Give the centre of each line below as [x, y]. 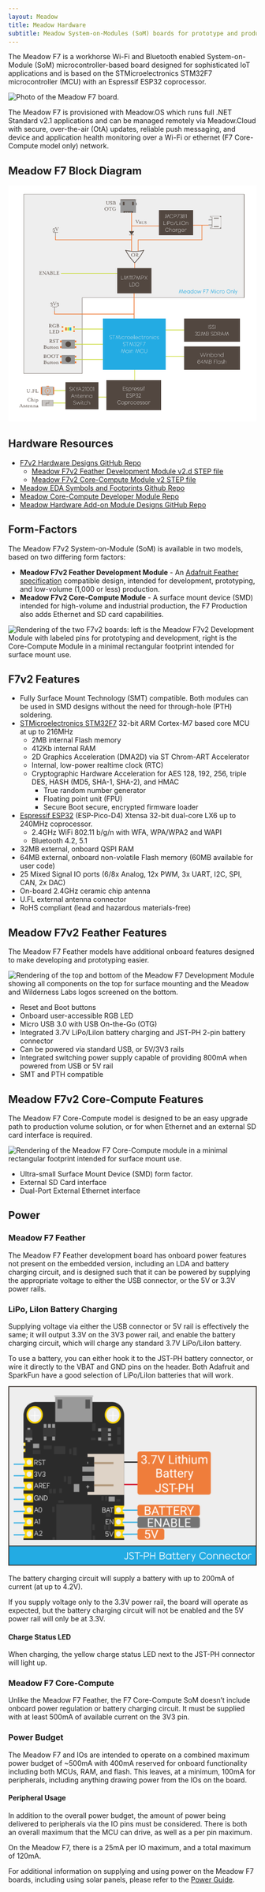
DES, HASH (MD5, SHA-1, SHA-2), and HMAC [105, 782]
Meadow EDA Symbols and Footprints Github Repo [102, 488]
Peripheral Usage [37, 1798]
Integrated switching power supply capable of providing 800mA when [133, 1058]
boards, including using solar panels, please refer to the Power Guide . [121, 1879]
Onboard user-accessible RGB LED [77, 1016]
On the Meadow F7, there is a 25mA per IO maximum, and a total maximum [129, 1847]
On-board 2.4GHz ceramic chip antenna [85, 891]
